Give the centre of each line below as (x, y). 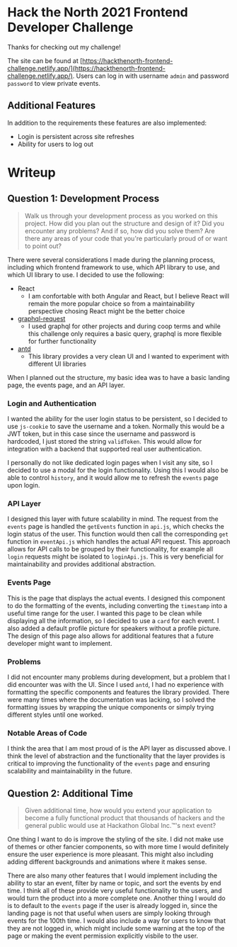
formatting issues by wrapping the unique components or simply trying (111, 707)
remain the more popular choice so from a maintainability (111, 303)
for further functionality (62, 341)
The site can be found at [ (45, 60)
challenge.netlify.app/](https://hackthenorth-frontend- (87, 68)
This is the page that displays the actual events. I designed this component (116, 598)
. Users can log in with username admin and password (151, 76)
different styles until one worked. (56, 715)
